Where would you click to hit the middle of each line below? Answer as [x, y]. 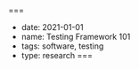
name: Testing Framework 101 [76, 37]
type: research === [57, 55]
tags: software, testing [62, 46]
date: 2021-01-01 [52, 27]
